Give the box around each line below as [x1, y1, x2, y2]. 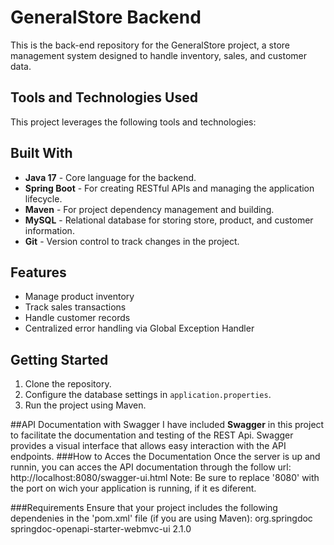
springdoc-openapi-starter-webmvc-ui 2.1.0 [10, 523, 192, 535]
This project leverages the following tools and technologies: [10, 116, 257, 128]
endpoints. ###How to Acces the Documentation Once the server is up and [10, 451, 321, 463]
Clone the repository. [24, 378, 112, 390]
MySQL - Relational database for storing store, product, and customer [24, 214, 314, 226]
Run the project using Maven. [24, 399, 147, 411]
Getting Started [10, 351, 109, 368]
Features [10, 264, 67, 281]
